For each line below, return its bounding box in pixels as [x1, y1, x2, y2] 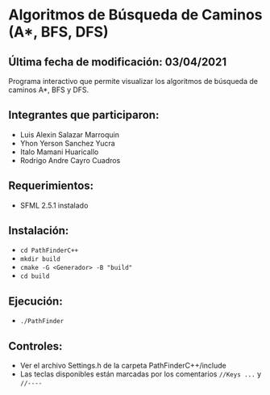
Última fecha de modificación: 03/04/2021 [8, 55, 227, 69]
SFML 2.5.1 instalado [19, 200, 89, 210]
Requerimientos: [8, 179, 94, 193]
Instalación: [8, 224, 69, 237]
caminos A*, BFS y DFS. [8, 85, 89, 95]
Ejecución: [8, 294, 63, 308]
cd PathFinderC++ [19, 246, 79, 255]
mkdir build [19, 255, 60, 263]
